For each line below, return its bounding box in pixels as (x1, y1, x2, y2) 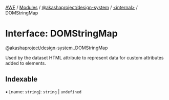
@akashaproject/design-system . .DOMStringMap (5, 45, 108, 51)
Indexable (5, 75, 38, 84)
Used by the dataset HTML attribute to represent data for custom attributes (5, 54, 164, 61)
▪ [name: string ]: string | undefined (5, 88, 82, 94)
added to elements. (5, 60, 46, 66)
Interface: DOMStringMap (5, 28, 118, 39)
